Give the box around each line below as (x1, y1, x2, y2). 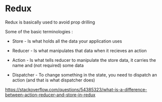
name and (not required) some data (12, 62, 84, 68)
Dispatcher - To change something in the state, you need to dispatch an (12, 72, 158, 77)
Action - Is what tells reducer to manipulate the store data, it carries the (12, 57, 156, 63)
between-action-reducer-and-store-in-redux (5, 92, 95, 98)
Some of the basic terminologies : (5, 28, 73, 34)
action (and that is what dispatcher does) (12, 77, 95, 83)
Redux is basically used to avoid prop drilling (5, 19, 95, 25)
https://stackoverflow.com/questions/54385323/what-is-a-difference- (5, 86, 147, 92)
